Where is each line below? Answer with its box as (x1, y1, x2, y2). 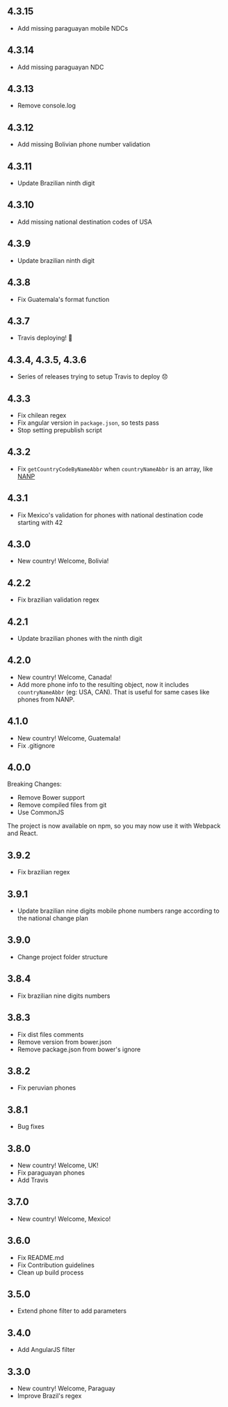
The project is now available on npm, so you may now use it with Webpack (7, 822, 221, 830)
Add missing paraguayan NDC (17, 63, 104, 71)
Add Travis (17, 1176, 49, 1184)
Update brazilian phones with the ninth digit (17, 634, 142, 642)
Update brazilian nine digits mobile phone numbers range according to (17, 906, 220, 915)
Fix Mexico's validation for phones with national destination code (17, 510, 204, 519)
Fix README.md (17, 1253, 65, 1261)
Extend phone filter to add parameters (17, 1307, 127, 1315)
